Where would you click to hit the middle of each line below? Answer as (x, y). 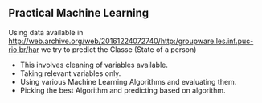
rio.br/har (24, 49)
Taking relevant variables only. (70, 73)
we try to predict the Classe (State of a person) (119, 49)
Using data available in (46, 32)
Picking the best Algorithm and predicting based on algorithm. (123, 90)
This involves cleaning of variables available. (94, 65)
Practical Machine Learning (79, 13)
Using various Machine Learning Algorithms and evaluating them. (128, 81)
